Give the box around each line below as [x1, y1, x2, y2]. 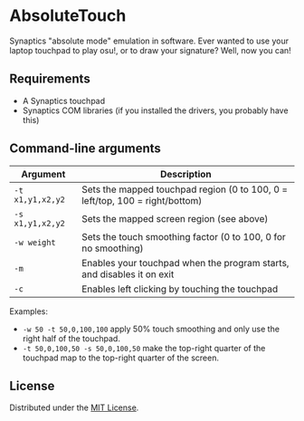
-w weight [14, 237, 56, 247]
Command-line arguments [9, 141, 161, 157]
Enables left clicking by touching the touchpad [81, 282, 279, 295]
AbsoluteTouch [9, 5, 127, 26]
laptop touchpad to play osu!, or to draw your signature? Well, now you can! [9, 44, 291, 55]
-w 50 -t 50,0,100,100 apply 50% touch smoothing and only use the [22, 323, 280, 334]
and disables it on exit [81, 268, 175, 281]
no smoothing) [81, 242, 144, 254]
